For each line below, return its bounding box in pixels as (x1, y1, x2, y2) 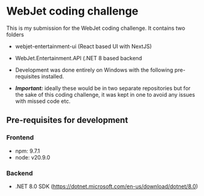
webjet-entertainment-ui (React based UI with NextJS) (15, 43, 152, 50)
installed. (41, 72, 65, 80)
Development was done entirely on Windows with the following (15, 66, 174, 74)
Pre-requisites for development (6, 115, 128, 125)
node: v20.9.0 (15, 153, 51, 161)
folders (6, 30, 24, 38)
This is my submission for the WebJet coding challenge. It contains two (6, 24, 186, 32)
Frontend (6, 133, 34, 142)
